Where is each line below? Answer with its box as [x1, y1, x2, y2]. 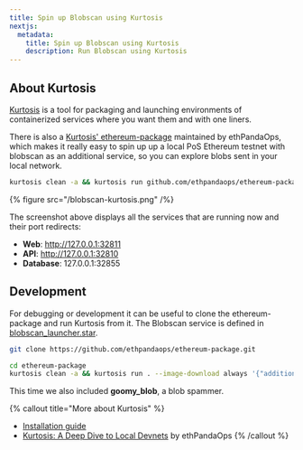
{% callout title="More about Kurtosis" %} [9, 403, 165, 414]
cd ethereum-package [9, 361, 87, 370]
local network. [9, 160, 63, 171]
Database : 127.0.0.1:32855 [22, 258, 121, 268]
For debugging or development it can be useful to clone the [9, 308, 231, 319]
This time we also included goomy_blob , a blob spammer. [9, 386, 224, 397]
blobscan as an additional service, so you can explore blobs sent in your [9, 150, 278, 161]
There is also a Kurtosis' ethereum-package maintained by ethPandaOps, [9, 131, 282, 142]
